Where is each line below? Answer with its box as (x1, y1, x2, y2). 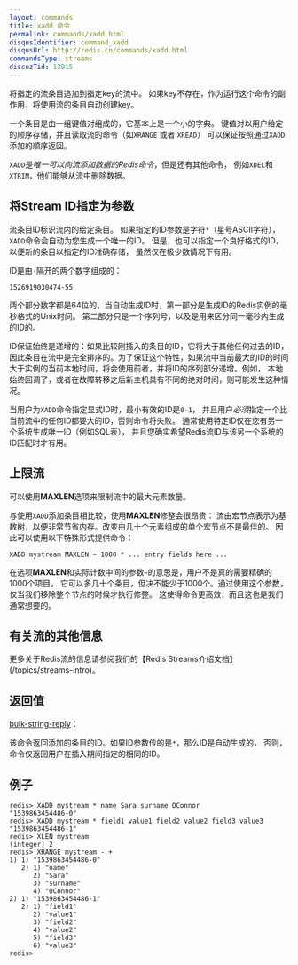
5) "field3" (32, 933, 77, 942)
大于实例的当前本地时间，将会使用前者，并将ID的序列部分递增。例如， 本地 (9, 363, 284, 373)
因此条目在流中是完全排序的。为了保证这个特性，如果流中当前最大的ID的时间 (9, 352, 289, 363)
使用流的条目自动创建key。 (39, 99, 139, 109)
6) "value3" (32, 941, 77, 950)
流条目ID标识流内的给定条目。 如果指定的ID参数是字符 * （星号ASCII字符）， (9, 224, 281, 235)
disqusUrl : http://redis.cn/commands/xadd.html (9, 46, 189, 55)
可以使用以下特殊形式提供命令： (16, 532, 134, 543)
